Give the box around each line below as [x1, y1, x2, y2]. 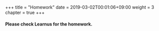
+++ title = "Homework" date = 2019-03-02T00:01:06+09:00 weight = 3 [5, 4, 154, 10]
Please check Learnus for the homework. [5, 21, 92, 27]
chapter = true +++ [5, 9, 45, 15]
